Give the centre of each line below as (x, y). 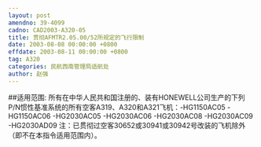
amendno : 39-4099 (37, 23)
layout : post (29, 15)
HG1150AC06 (29, 116)
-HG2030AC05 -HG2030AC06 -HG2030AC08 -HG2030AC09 (153, 116)
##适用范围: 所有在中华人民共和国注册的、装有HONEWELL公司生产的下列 (127, 97)
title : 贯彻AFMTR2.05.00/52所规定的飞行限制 (76, 37)
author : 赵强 (28, 74)
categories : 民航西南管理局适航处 (59, 67)
